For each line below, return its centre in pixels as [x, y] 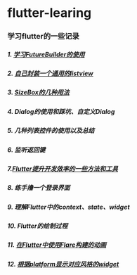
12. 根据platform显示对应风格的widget [63, 264]
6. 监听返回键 [26, 150]
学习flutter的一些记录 [43, 37]
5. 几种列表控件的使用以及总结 [51, 131]
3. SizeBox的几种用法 [38, 92]
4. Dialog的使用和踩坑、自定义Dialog [61, 111]
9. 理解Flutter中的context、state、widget [68, 207]
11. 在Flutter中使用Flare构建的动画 [57, 245]
